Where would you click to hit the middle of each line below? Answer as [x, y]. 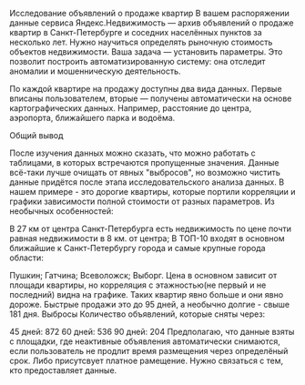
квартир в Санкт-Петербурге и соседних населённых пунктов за [136, 32]
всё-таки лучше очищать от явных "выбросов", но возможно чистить [145, 172]
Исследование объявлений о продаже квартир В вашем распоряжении [149, 13]
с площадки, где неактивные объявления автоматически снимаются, [145, 341]
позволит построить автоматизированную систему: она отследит [137, 61]
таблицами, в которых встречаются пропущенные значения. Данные [144, 162]
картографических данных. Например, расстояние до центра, [131, 108]
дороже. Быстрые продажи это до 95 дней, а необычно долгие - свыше [150, 304]
